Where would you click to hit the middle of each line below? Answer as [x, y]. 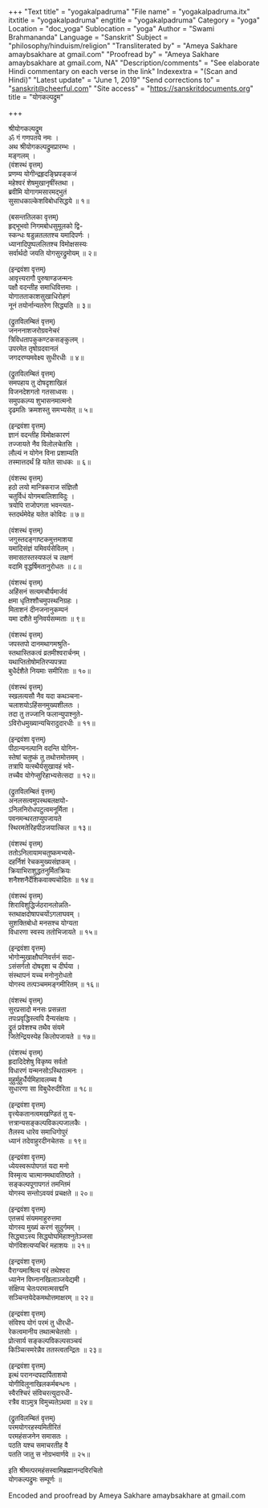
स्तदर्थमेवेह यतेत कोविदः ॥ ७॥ [46, 514]
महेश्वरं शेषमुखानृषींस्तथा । [41, 183]
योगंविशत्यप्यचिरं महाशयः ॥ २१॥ [49, 1245]
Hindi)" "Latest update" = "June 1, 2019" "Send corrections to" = [114, 80]
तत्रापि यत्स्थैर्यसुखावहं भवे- [41, 766]
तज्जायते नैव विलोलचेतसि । [43, 444]
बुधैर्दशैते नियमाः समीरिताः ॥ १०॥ [49, 671]
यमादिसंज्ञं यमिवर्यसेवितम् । [41, 548]
